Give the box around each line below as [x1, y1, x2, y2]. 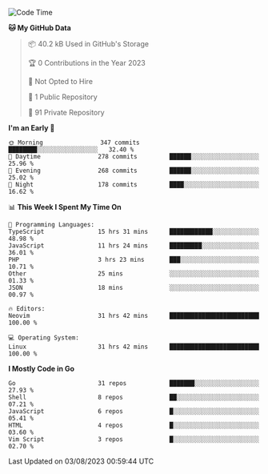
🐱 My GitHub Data [8, 23, 72, 32]
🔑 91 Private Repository [27, 108, 106, 117]
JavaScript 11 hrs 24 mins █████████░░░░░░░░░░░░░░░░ [8, 242, 260, 250]
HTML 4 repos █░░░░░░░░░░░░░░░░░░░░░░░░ [8, 421, 260, 429]
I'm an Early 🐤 [8, 123, 55, 132]
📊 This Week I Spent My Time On [8, 203, 122, 211]
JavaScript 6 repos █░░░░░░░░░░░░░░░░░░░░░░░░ [8, 408, 260, 416]
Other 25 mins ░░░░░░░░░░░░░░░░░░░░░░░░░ [8, 270, 260, 278]
